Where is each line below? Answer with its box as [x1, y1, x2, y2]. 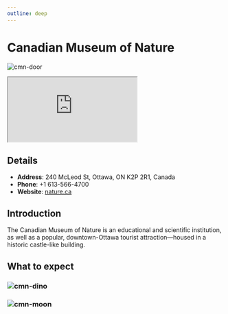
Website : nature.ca [16, 187, 72, 196]
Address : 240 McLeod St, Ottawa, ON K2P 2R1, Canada [16, 173, 176, 181]
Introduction [7, 207, 62, 219]
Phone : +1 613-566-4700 [16, 180, 89, 189]
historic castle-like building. [7, 240, 86, 249]
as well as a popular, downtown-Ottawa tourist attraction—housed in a [7, 233, 207, 242]
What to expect [7, 260, 74, 272]
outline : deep [7, 10, 48, 17]
